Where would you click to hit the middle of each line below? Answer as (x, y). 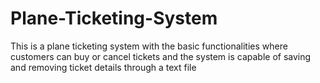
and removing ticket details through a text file (103, 67)
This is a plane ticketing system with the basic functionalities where (149, 46)
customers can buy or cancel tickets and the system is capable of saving (161, 56)
